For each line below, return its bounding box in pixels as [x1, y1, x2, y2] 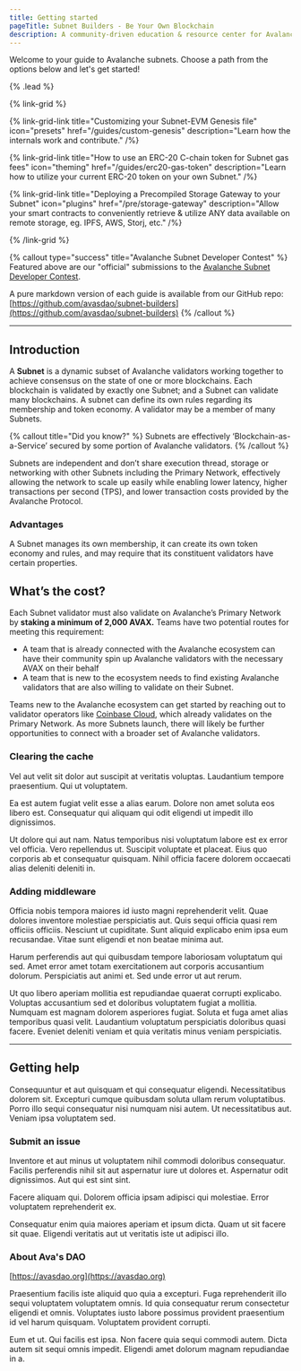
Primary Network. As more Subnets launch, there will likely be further [9, 718, 265, 729]
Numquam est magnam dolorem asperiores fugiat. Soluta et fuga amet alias [9, 1006, 288, 1018]
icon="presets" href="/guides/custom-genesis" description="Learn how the [9, 126, 291, 136]
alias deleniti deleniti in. [9, 863, 96, 873]
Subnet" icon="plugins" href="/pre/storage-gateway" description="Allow [9, 198, 279, 209]
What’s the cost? [9, 584, 106, 599]
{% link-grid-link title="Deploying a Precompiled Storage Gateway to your [9, 189, 280, 200]
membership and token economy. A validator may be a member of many [9, 404, 276, 415]
